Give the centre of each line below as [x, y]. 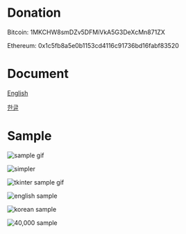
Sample [29, 136]
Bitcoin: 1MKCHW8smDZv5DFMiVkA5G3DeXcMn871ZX [86, 32]
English [18, 93]
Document [38, 74]
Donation [34, 13]
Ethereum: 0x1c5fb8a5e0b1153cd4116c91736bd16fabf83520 [93, 45]
